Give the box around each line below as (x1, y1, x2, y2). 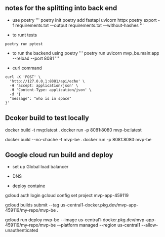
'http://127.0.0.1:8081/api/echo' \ (9, 79, 85, 83)
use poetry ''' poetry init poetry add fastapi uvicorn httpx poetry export (12, 17, 157, 23)
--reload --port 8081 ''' (12, 55, 59, 61)
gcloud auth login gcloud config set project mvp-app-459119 (5, 193, 129, 198)
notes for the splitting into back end (5, 4, 117, 12)
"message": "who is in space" (9, 96, 72, 101)
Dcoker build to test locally (5, 114, 89, 122)
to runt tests (12, 32, 37, 38)
